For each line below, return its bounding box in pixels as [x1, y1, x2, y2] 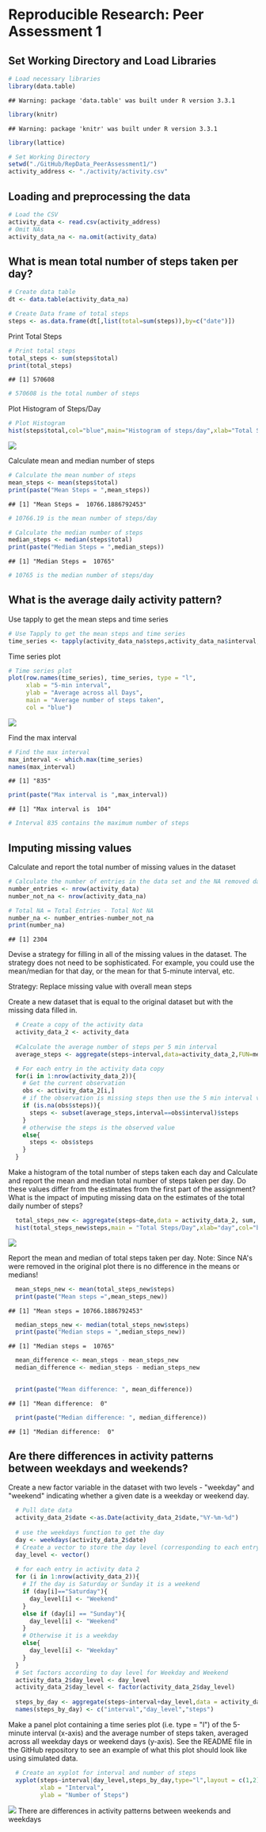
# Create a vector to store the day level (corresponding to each [15, 1543, 239, 1551]
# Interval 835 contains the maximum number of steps [8, 819, 190, 828]
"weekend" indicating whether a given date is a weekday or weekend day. [8, 1491, 249, 1501]
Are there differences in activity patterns [8, 1449, 214, 1463]
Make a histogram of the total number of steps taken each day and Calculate [8, 1168, 258, 1176]
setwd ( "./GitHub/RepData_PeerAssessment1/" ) [8, 160, 158, 168]
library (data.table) [8, 82, 77, 90]
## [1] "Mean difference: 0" [8, 1399, 108, 1408]
